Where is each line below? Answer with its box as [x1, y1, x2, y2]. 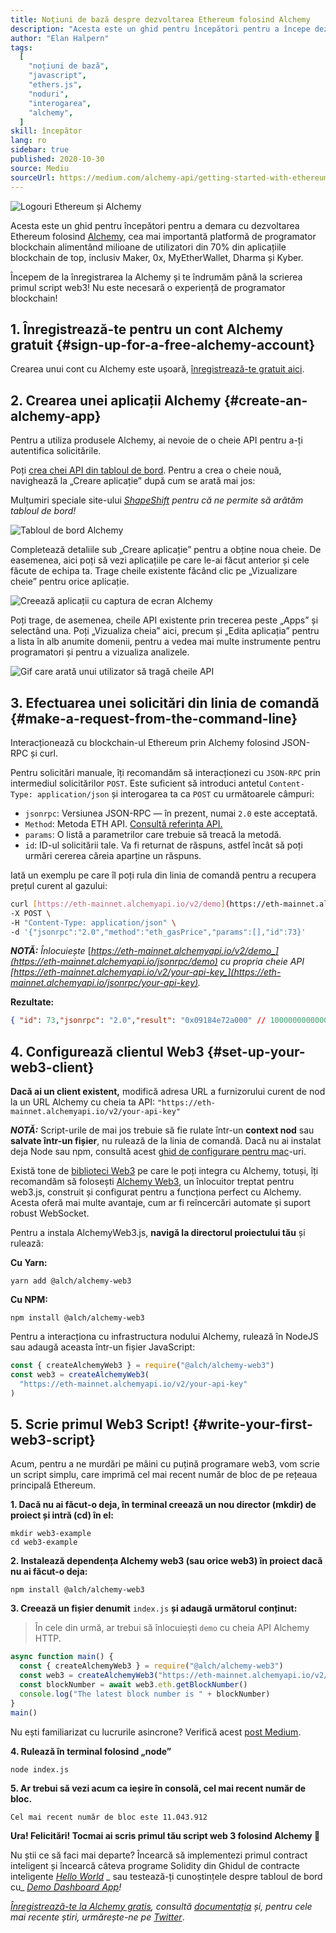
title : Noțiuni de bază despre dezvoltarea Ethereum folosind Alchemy [10, 14, 311, 25]
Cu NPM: [10, 1294, 48, 1306]
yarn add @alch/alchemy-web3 [10, 1276, 132, 1286]
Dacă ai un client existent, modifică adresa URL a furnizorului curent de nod [10, 1086, 326, 1098]
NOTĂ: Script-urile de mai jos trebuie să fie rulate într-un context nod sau [10, 1124, 315, 1136]
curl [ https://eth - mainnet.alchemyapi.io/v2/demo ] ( [10, 899, 230, 909]
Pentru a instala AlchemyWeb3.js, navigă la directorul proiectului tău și [10, 1227, 306, 1239]
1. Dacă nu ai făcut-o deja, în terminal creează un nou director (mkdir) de [10, 1499, 317, 1511]
